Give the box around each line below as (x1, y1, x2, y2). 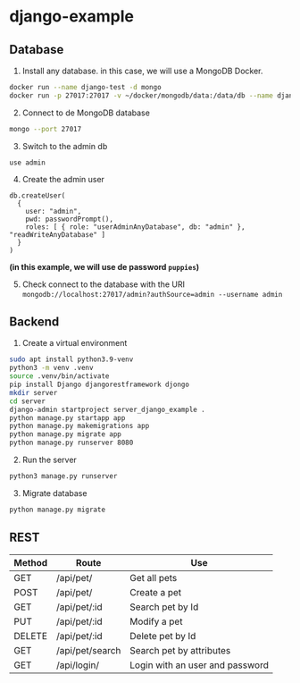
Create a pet (129, 586, 182, 598)
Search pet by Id (129, 601, 199, 613)
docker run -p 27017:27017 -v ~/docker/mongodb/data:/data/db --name (9, 91, 274, 100)
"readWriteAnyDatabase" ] (9, 230, 105, 239)
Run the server (21, 454, 78, 466)
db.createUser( (9, 190, 66, 200)
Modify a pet (129, 615, 183, 628)
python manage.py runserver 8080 (9, 438, 134, 448)
